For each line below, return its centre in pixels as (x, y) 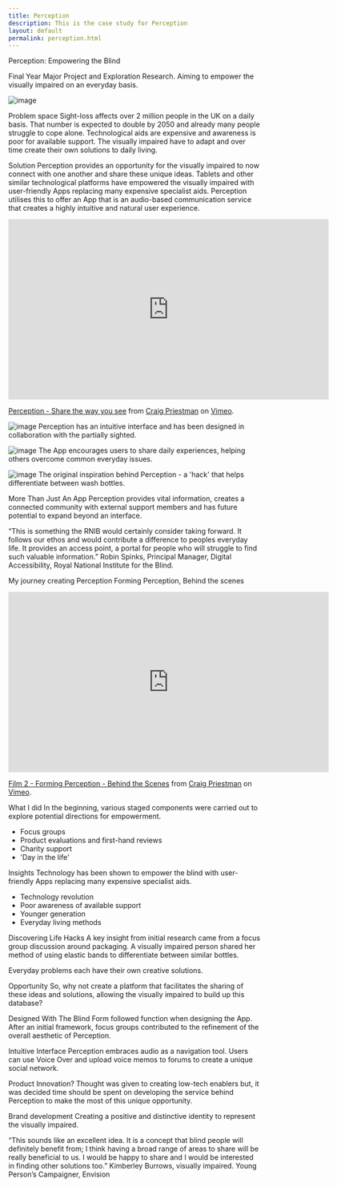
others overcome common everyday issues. (81, 459)
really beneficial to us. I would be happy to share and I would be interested (131, 1157)
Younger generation (53, 914)
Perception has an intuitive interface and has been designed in (142, 426)
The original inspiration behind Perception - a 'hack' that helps (141, 474)
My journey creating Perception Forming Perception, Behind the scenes (126, 581)
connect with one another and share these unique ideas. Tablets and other (131, 174)
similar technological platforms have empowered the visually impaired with (131, 183)
